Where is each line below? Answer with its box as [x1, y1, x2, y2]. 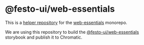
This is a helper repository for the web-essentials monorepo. [5, 20, 127, 25]
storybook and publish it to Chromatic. [5, 34, 82, 40]
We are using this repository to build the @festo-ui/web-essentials [5, 29, 139, 35]
